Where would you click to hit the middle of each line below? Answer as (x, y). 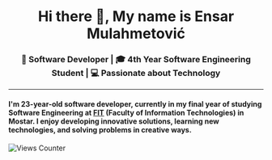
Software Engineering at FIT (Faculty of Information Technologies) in (126, 113)
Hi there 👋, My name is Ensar (136, 17)
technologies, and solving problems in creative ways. (100, 130)
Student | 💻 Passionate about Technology (136, 74)
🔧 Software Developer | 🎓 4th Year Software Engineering (136, 60)
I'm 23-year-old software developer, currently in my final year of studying (135, 104)
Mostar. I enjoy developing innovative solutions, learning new (114, 121)
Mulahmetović (136, 34)
